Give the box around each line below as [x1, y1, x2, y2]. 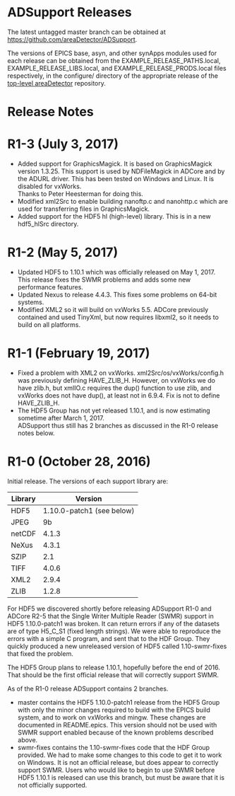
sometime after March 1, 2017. [17, 413, 104, 422]
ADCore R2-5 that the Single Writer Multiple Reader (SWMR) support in [7, 611, 214, 620]
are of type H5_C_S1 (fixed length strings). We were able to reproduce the [7, 627, 221, 635]
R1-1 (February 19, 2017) [7, 345, 150, 362]
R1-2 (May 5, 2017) [7, 245, 119, 260]
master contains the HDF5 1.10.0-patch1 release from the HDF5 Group [17, 698, 220, 706]
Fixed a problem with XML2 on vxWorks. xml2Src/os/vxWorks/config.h [17, 369, 224, 377]
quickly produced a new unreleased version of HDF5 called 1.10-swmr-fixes [7, 642, 227, 650]
